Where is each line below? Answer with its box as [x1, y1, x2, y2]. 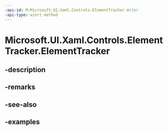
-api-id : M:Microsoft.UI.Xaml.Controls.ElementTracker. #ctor [5, 7, 139, 13]
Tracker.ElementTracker [5, 45, 110, 57]
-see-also [5, 100, 37, 109]
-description [5, 65, 46, 74]
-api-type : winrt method [5, 12, 58, 17]
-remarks [5, 83, 35, 92]
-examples [5, 118, 40, 126]
